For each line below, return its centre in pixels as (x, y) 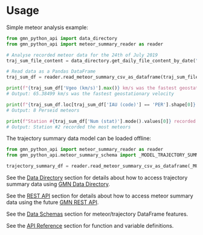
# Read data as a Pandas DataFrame (51, 71)
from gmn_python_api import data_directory (62, 38)
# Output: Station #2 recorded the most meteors (69, 127)
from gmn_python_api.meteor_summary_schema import (71, 155)
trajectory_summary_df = (37, 166)
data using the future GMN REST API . (53, 202)
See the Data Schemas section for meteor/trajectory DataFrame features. (97, 214)
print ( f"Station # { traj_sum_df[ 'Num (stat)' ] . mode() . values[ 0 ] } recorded (101, 121)
